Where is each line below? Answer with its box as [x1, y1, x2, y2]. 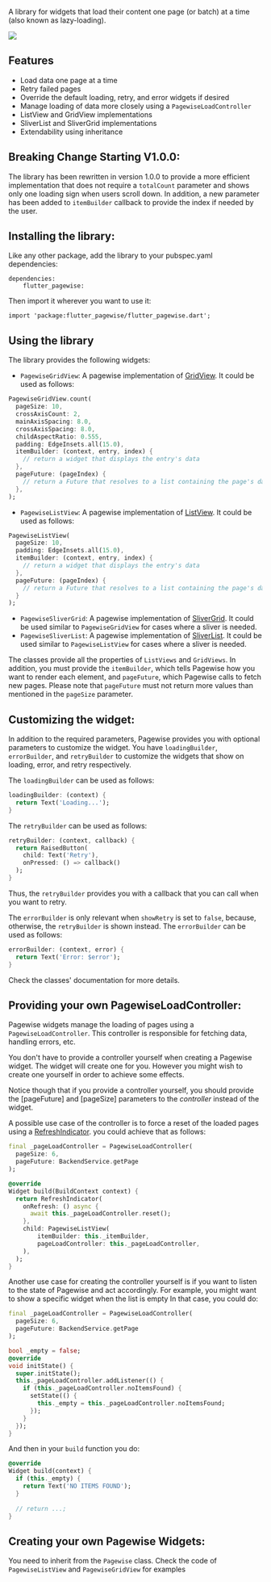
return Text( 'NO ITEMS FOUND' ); [23, 1482, 131, 1490]
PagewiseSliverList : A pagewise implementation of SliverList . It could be [19, 631, 262, 640]
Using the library [8, 334, 94, 347]
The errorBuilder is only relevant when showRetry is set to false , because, [8, 913, 256, 922]
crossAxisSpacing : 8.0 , [15, 425, 95, 433]
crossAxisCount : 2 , [15, 410, 81, 418]
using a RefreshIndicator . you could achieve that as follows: [8, 1127, 206, 1137]
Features [8, 54, 54, 68]
